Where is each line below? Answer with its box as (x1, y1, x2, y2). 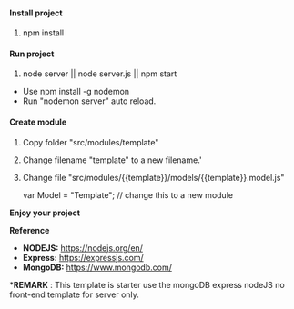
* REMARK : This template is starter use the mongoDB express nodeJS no (9, 279, 285, 290)
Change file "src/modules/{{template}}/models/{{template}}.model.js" (22, 172, 285, 183)
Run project (9, 48, 55, 59)
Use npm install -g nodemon (22, 86, 130, 97)
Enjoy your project (9, 207, 80, 218)
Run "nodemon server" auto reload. (22, 95, 157, 106)
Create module (9, 116, 67, 127)
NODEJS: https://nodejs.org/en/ (22, 242, 144, 254)
